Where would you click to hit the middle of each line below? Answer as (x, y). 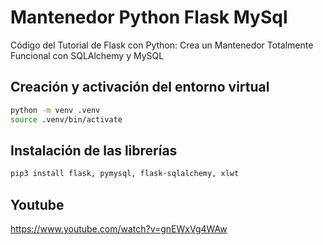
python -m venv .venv (55, 110)
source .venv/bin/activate (66, 119)
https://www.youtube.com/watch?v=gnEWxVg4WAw (119, 229)
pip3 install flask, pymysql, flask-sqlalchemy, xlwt (125, 174)
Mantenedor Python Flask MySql (149, 17)
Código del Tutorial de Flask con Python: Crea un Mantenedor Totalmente (162, 45)
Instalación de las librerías (94, 150)
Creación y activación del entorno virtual (140, 87)
